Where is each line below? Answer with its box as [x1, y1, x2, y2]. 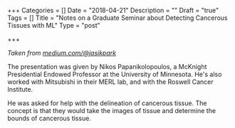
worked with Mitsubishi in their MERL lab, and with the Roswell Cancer [7, 78, 214, 86]
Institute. [7, 85, 33, 93]
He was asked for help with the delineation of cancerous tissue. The [7, 99, 207, 107]
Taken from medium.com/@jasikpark [7, 49, 116, 57]
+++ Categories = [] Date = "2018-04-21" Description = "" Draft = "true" [7, 6, 219, 14]
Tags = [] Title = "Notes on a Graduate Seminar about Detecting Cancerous [7, 14, 228, 22]
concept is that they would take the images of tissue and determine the [7, 107, 216, 114]
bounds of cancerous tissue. [7, 114, 91, 122]
